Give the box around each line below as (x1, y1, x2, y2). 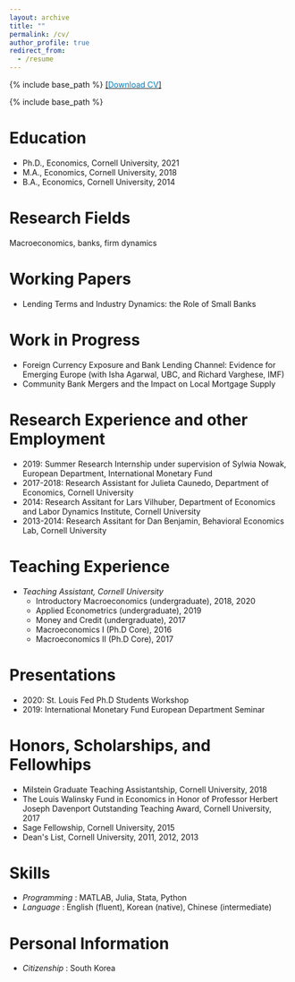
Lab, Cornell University (21, 525, 107, 535)
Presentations (9, 664, 116, 685)
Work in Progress (9, 330, 140, 350)
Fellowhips (9, 754, 92, 774)
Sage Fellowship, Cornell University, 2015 (21, 822, 175, 833)
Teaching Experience (9, 556, 170, 576)
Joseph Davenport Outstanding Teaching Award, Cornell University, (21, 803, 273, 814)
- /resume (17, 55, 54, 64)
